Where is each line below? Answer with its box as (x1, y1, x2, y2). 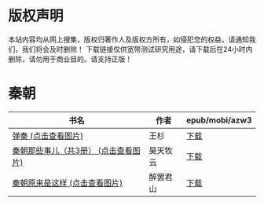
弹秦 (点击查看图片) (12, 130, 84, 141)
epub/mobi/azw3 (185, 115, 252, 126)
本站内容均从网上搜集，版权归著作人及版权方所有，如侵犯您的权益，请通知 (8, 35, 249, 44)
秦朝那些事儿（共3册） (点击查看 (12, 145, 133, 156)
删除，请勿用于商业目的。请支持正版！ (8, 54, 132, 64)
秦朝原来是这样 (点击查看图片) (12, 178, 123, 189)
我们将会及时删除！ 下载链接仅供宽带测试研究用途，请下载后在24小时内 (21, 44, 253, 53)
